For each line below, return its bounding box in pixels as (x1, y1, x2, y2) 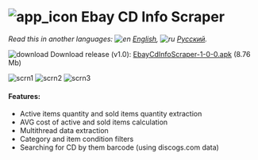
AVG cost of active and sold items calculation (19, 117, 168, 127)
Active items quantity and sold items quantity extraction (19, 109, 202, 119)
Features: (8, 91, 41, 101)
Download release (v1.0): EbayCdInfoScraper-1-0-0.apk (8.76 (50, 49, 251, 59)
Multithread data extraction (19, 126, 109, 135)
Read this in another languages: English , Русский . (8, 34, 208, 44)
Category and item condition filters (19, 135, 134, 144)
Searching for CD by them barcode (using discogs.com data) (19, 143, 220, 152)
